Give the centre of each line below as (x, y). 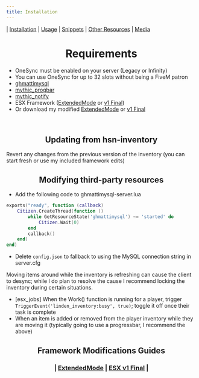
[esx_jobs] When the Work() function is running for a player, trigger (98, 299)
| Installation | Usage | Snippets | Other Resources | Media (78, 29)
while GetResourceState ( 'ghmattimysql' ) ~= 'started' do (101, 217)
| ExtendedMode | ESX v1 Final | (101, 368)
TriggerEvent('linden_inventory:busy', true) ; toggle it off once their (102, 306)
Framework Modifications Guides (101, 350)
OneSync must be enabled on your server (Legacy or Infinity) (91, 70)
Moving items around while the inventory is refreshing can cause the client (99, 275)
